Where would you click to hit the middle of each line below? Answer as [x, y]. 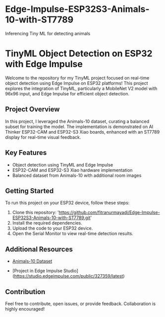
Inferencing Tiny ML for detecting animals [48, 33]
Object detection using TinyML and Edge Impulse [62, 164]
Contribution [25, 292]
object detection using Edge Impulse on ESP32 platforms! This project [77, 83]
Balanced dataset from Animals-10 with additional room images [77, 175]
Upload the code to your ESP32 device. [53, 228]
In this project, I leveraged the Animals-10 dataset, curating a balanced [77, 121]
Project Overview [32, 110]
